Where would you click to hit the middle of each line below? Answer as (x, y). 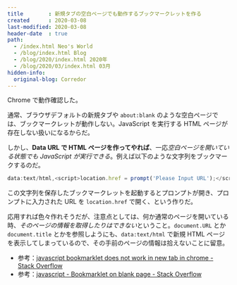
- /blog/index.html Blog (50, 53)
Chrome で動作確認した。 (45, 100)
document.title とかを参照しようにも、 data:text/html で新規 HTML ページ (116, 234)
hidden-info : (26, 72)
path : (15, 40)
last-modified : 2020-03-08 (47, 27)
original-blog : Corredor (50, 79)
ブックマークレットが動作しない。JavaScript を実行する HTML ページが (123, 124)
